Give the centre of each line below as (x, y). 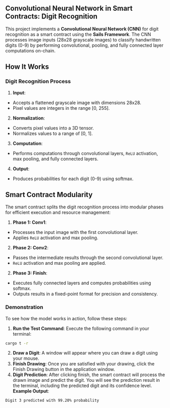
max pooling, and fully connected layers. (55, 159)
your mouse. (26, 358)
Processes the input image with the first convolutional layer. (76, 232)
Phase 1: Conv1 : (30, 222)
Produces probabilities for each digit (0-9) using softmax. (73, 179)
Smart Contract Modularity (49, 195)
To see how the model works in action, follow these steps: (66, 318)
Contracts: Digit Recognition (52, 17)
